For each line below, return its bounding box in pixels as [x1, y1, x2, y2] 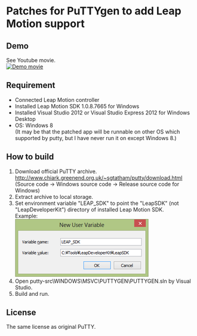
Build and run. [14, 290, 50, 297]
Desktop [14, 115, 36, 122]
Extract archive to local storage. [14, 193, 94, 200]
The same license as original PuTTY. [6, 323, 96, 331]
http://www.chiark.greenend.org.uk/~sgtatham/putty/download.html [14, 174, 183, 181]
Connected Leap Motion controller [14, 96, 100, 103]
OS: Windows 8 [14, 122, 54, 129]
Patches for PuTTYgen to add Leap [6, 4, 181, 18]
